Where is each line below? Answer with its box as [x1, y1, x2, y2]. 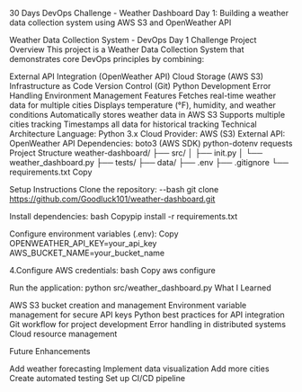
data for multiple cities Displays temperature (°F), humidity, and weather [9, 100, 277, 111]
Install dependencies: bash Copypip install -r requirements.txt [9, 211, 238, 221]
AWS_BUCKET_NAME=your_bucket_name [9, 247, 164, 258]
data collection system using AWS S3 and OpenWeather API [9, 17, 232, 28]
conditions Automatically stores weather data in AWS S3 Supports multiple [9, 110, 286, 120]
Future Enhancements [9, 346, 91, 356]
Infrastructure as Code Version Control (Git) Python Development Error [9, 81, 271, 91]
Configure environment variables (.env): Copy [9, 228, 179, 239]
